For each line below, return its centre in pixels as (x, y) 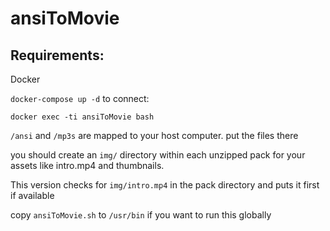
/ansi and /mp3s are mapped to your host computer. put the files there (154, 135)
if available (32, 195)
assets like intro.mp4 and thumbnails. (87, 165)
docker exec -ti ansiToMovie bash (82, 117)
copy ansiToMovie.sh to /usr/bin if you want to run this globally (141, 215)
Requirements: (57, 55)
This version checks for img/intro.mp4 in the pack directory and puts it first (165, 185)
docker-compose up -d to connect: (80, 98)
